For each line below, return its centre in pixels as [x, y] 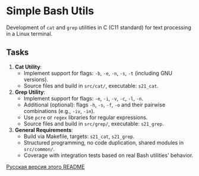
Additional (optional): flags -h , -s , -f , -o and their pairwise [94, 105]
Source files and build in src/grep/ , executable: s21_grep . [94, 124]
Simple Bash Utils [50, 11]
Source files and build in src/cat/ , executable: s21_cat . [91, 86]
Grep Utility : [30, 92]
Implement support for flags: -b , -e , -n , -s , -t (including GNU [98, 73]
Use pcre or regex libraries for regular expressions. [86, 117]
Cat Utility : [28, 67]
